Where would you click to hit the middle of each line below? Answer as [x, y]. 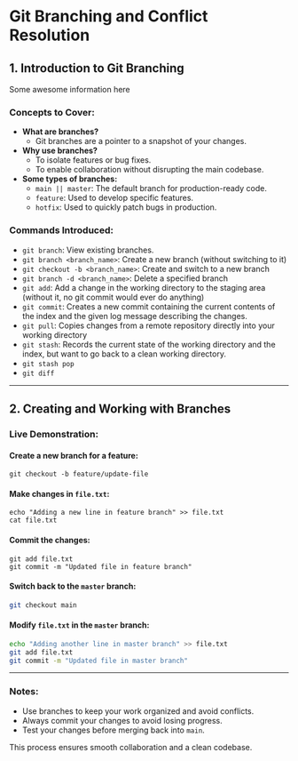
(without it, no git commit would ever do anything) [113, 297]
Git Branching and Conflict [109, 16]
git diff [38, 373]
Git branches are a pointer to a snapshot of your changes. [141, 141]
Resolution [50, 35]
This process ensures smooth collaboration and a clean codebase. [131, 747]
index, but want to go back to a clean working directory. [124, 354]
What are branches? [60, 132]
